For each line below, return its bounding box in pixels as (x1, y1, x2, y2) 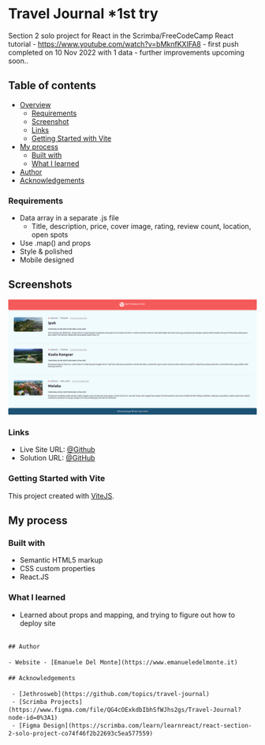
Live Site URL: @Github (19, 445, 96, 454)
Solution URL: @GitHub (19, 453, 95, 463)
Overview (19, 100, 51, 109)
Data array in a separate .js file (19, 213, 120, 223)
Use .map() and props (19, 239, 91, 248)
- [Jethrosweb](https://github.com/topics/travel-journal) (11, 690, 211, 698)
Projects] (50, 698, 83, 705)
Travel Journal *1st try (8, 5, 159, 23)
